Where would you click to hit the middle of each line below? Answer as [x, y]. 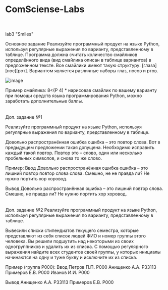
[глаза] [150, 65]
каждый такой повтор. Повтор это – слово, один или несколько [74, 153]
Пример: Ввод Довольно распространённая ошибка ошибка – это [77, 168]
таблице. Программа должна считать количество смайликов [71, 55]
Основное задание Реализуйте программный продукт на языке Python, [82, 43]
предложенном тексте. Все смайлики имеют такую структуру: [73, 65]
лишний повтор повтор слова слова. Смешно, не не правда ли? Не [77, 173]
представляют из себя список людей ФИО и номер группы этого [76, 235]
